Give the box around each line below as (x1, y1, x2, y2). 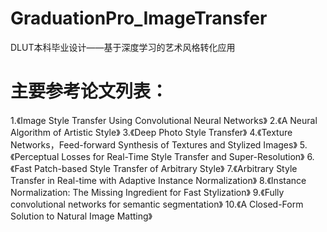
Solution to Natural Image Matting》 (10, 210, 153, 222)
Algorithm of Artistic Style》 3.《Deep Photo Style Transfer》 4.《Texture (10, 126, 293, 138)
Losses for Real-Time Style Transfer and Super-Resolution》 (61, 150, 305, 162)
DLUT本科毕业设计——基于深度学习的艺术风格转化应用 (10, 41, 236, 53)
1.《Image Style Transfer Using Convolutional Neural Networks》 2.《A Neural (10, 114, 318, 126)
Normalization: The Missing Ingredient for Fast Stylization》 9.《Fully (10, 186, 285, 198)
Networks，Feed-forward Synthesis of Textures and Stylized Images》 (10, 138, 298, 151)
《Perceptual (10, 150, 60, 162)
